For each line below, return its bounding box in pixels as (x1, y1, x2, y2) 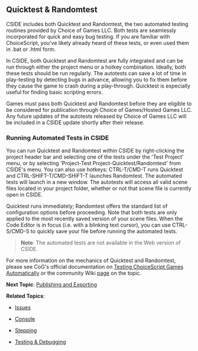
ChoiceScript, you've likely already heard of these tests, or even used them (6, 39, 189, 46)
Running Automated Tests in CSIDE (6, 133, 109, 141)
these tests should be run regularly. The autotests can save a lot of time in (6, 69, 187, 76)
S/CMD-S (6, 228, 30, 235)
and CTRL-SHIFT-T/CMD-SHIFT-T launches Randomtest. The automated (6, 172, 182, 179)
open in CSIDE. (6, 191, 43, 198)
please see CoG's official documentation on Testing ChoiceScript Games (6, 263, 184, 271)
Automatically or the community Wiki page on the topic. (6, 269, 142, 277)
